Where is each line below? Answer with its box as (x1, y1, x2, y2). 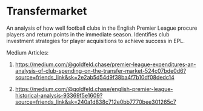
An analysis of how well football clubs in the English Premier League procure (6, 24, 198, 32)
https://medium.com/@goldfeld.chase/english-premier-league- (15, 85, 173, 92)
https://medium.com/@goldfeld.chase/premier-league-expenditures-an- (15, 61, 196, 68)
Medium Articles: (6, 49, 49, 56)
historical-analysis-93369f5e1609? (15, 92, 103, 99)
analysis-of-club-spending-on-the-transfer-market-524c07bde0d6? (15, 67, 187, 74)
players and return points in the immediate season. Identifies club (6, 30, 170, 38)
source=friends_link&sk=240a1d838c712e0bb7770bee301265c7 (15, 98, 177, 106)
